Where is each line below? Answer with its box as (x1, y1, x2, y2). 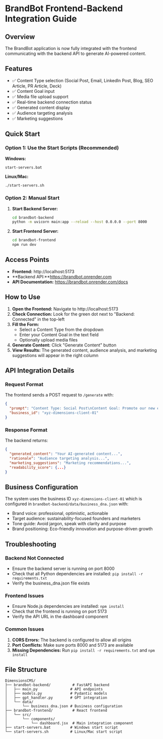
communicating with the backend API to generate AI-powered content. (5, 51, 147, 56)
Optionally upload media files (19, 337, 78, 343)
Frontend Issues (5, 592, 44, 599)
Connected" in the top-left (12, 316, 65, 322)
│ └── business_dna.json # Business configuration (5, 704, 123, 709)
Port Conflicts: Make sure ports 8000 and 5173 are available (12, 642, 133, 648)
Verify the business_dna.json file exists (12, 580, 90, 586)
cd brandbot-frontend (12, 238, 56, 243)
